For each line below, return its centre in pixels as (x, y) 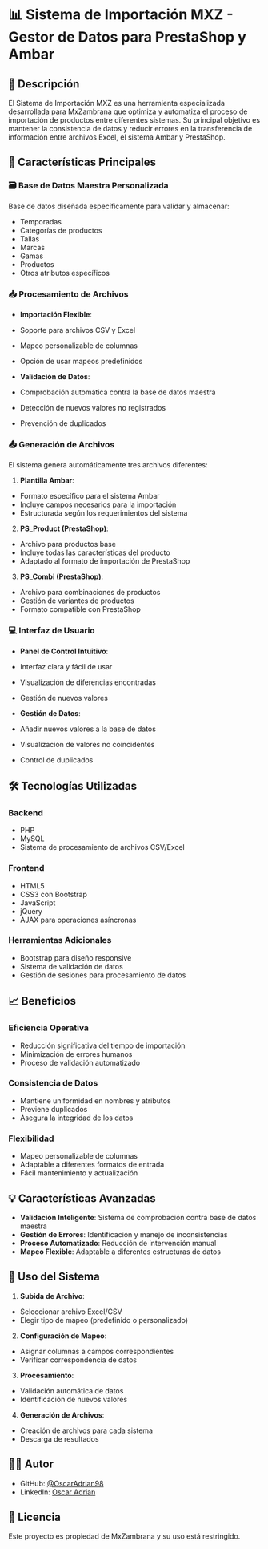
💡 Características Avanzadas (82, 1198)
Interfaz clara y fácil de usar (66, 666)
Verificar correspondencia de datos (78, 1360)
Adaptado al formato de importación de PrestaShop (105, 561)
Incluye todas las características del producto (95, 552)
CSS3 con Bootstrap (54, 894)
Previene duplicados (54, 1109)
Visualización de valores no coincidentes (87, 744)
